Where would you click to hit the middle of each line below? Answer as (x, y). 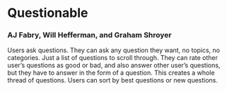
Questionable (48, 13)
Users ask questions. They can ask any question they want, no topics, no (114, 50)
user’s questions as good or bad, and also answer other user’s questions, (114, 66)
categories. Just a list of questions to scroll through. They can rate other (112, 58)
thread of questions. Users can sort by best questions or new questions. (112, 80)
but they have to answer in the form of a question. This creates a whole (111, 73)
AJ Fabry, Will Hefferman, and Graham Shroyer (89, 35)
